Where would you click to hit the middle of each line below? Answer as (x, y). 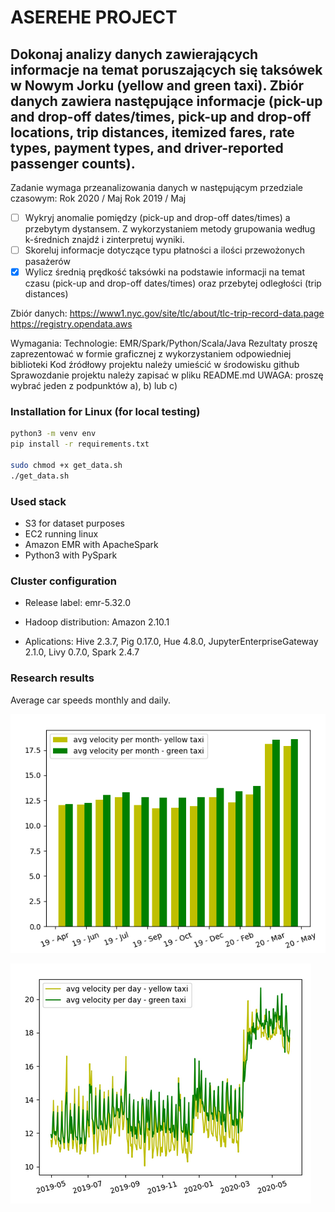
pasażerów (47, 262)
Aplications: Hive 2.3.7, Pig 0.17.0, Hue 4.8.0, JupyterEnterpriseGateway (171, 642)
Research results (52, 678)
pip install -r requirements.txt (80, 444)
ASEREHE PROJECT (94, 17)
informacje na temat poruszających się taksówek (166, 69)
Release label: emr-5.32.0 (78, 603)
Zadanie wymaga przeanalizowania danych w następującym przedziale (156, 187)
